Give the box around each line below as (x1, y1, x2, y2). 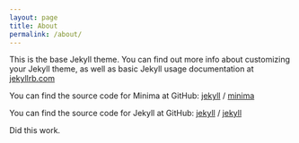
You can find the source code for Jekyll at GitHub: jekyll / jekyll (9, 108, 242, 119)
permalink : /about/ (9, 29, 83, 38)
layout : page (9, 13, 58, 22)
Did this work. (9, 125, 61, 136)
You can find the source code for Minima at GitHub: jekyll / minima (9, 90, 255, 101)
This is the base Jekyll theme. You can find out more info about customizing (9, 55, 290, 65)
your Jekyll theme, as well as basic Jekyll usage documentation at (9, 63, 254, 74)
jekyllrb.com (9, 73, 56, 84)
